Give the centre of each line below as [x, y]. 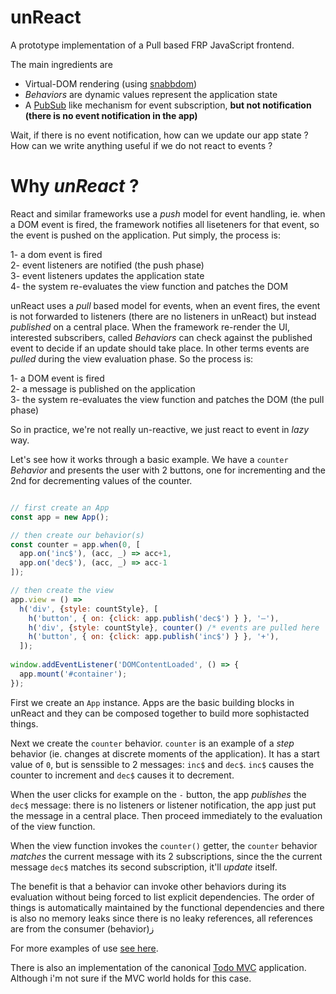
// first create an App [60, 507]
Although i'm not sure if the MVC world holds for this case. [131, 978]
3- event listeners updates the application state [107, 275]
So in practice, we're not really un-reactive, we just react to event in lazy [160, 429]
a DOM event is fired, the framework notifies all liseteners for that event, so [165, 224]
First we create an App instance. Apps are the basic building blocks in [152, 702]
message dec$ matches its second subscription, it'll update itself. [144, 867]
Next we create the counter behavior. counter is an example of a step [152, 743]
